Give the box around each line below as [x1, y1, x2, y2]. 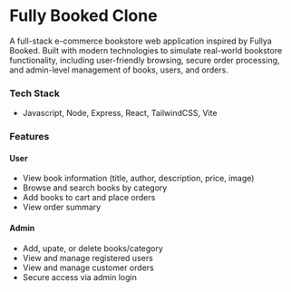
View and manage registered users [22, 252, 154, 263]
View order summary [22, 201, 102, 213]
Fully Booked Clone [9, 5, 158, 26]
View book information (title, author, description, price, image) [22, 173, 255, 184]
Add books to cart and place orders [22, 192, 156, 203]
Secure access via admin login [22, 271, 138, 282]
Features [9, 131, 50, 143]
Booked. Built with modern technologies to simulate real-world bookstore [9, 44, 283, 55]
